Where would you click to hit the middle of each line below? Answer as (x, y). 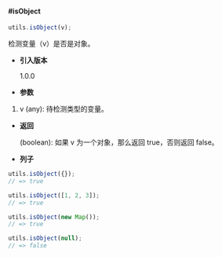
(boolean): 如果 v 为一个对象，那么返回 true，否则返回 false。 (119, 142)
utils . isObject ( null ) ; (45, 239)
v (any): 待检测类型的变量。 (64, 109)
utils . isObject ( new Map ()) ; (54, 217)
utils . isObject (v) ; (40, 28)
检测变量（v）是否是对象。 (51, 44)
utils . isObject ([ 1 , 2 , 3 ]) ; (54, 195)
